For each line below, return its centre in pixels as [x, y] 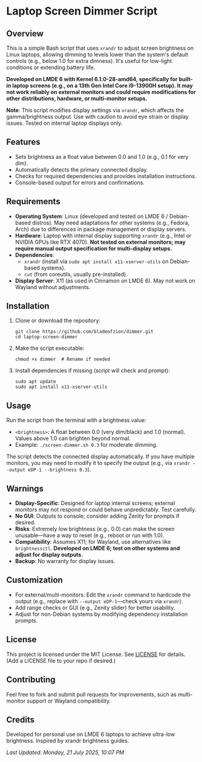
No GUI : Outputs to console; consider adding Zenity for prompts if [97, 516]
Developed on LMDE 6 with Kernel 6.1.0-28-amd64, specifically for [92, 79]
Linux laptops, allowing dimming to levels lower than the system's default [97, 55]
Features [23, 142]
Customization [35, 580]
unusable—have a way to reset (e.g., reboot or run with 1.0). [90, 535]
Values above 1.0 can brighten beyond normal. [73, 438]
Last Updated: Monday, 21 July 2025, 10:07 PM [65, 752]
